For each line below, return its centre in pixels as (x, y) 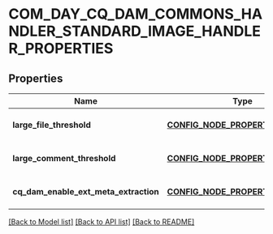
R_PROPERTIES (61, 49)
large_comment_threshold (64, 158)
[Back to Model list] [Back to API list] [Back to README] (102, 222)
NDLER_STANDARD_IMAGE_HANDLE (135, 31)
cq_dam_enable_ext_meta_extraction (86, 191)
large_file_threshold (52, 125)
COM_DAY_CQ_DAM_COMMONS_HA (135, 14)
